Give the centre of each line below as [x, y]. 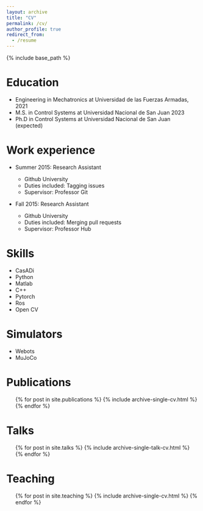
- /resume [24, 40]
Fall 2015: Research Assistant [52, 204]
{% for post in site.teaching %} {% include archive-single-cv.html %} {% [106, 496]
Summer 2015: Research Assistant [58, 167]
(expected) [29, 125]
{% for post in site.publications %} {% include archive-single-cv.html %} [106, 399]
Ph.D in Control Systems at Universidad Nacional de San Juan [93, 119]
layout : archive [27, 12]
